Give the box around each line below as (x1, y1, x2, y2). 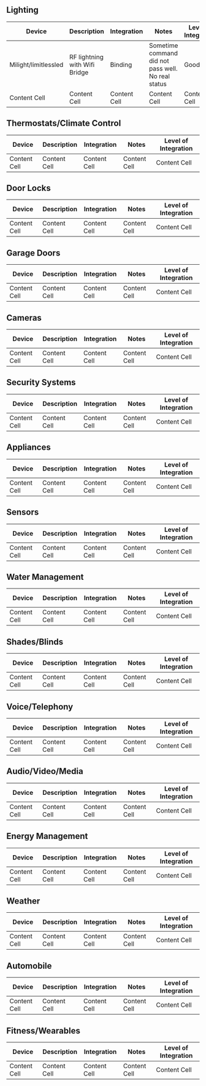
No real (149, 72, 170, 80)
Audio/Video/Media (6, 766, 84, 776)
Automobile (6, 961, 52, 971)
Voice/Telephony (6, 701, 74, 712)
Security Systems (6, 377, 76, 388)
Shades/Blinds (6, 636, 64, 647)
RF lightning (69, 52, 104, 61)
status (149, 79, 167, 88)
